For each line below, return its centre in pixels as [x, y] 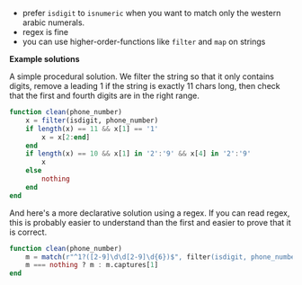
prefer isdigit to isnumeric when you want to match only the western [151, 13]
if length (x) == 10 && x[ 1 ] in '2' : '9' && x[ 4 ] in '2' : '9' [138, 154]
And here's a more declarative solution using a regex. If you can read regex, [150, 213]
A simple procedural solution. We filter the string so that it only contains [142, 76]
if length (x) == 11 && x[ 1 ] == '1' [92, 129]
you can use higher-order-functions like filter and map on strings [144, 41]
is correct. [28, 232]
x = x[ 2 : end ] [66, 137]
